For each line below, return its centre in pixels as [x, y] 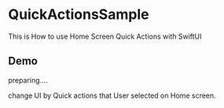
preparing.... [28, 80]
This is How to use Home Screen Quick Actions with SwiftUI [105, 36]
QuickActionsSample [79, 15]
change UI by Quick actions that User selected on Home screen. [112, 95]
